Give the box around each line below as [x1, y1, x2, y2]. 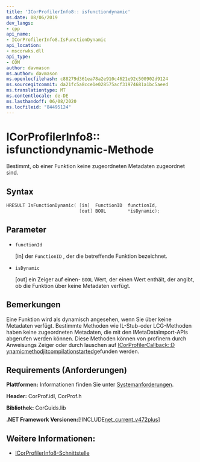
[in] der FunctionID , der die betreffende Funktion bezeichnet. [14, 252, 167, 260]
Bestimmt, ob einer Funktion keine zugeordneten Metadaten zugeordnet [6, 163, 186, 170]
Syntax [6, 186, 34, 196]
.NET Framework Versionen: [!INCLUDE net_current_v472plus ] [6, 416, 161, 423]
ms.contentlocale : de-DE [6, 93, 69, 99]
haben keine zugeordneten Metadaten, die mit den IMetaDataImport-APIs [6, 328, 189, 336]
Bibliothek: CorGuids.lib [6, 404, 66, 411]
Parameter [6, 225, 47, 235]
